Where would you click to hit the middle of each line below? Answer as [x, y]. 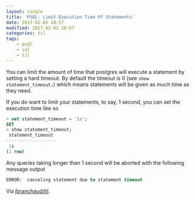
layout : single [25, 11]
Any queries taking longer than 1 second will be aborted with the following [95, 162]
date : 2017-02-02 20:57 [35, 22]
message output [26, 169]
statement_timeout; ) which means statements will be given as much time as [97, 84]
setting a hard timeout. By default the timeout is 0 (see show [78, 78]
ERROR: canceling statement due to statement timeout [74, 179]
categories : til [26, 33]
